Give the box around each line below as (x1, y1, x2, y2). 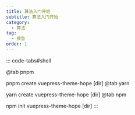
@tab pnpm (6, 68, 34, 75)
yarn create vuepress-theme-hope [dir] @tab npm (6, 91, 127, 98)
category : (6, 19, 30, 25)
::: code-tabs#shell (6, 57, 51, 64)
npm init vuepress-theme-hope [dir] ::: (6, 102, 98, 109)
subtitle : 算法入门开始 (6, 14, 58, 20)
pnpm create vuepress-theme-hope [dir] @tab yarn (6, 79, 130, 86)
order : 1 (6, 41, 27, 47)
